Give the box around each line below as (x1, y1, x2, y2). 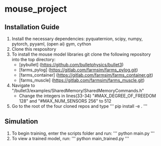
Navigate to (11, 83, 35, 88)
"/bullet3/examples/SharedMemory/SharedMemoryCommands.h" (11, 88, 144, 93)
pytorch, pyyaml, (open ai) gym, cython (11, 41, 92, 47)
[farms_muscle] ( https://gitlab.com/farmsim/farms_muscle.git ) (19, 77, 145, 83)
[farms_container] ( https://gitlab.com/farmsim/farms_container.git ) (19, 72, 154, 78)
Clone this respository (11, 46, 57, 52)
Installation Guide (4, 23, 60, 31)
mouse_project (4, 3, 67, 15)
